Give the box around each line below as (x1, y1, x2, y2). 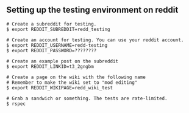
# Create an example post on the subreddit (6, 58, 119, 64)
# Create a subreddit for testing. (6, 21, 97, 27)
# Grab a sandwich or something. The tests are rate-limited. (6, 95, 168, 101)
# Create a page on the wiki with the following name (6, 74, 146, 80)
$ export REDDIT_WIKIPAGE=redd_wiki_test (6, 84, 113, 91)
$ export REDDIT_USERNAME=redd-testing (6, 42, 108, 48)
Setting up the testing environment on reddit (6, 5, 179, 15)
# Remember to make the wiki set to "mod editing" (6, 79, 138, 86)
